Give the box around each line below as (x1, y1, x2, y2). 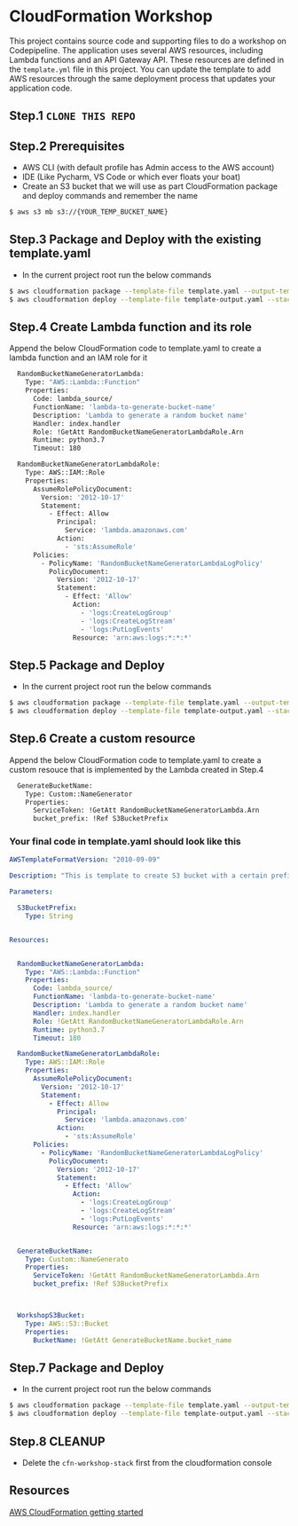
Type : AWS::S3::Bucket (25, 1319, 109, 1328)
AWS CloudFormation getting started (9, 1506, 144, 1517)
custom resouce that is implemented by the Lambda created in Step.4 (9, 764, 264, 775)
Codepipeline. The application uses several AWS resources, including (9, 44, 263, 55)
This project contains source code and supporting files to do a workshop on (9, 35, 286, 46)
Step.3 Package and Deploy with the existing (9, 232, 262, 248)
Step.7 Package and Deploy (9, 1360, 164, 1375)
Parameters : (9, 887, 53, 897)
